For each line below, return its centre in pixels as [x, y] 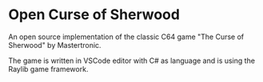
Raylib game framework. [48, 68]
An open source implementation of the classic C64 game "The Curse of [126, 37]
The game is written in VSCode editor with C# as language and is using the [132, 61]
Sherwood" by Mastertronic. [55, 45]
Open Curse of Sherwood [94, 15]
